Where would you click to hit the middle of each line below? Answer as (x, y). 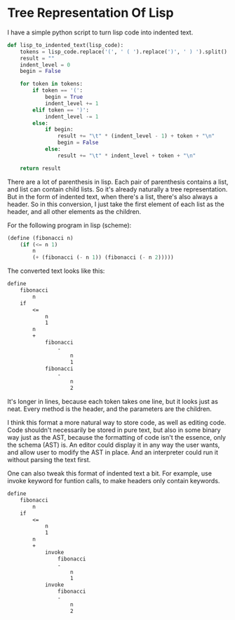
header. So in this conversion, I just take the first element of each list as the (116, 204)
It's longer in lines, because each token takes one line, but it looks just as (113, 402)
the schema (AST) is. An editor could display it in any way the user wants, (114, 445)
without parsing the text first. (49, 460)
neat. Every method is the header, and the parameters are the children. (109, 409)
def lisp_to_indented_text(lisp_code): (66, 45)
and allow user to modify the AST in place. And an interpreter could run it (113, 452)
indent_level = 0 (45, 65)
